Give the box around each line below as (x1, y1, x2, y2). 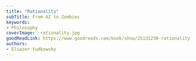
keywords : (6, 19, 31, 25)
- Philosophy (6, 24, 38, 31)
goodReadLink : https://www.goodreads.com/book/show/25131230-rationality (6, 35, 191, 41)
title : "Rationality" (6, 8, 59, 15)
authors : (6, 41, 28, 47)
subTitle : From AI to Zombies (6, 14, 80, 20)
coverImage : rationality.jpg (6, 30, 80, 36)
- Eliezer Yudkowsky (6, 46, 57, 52)
